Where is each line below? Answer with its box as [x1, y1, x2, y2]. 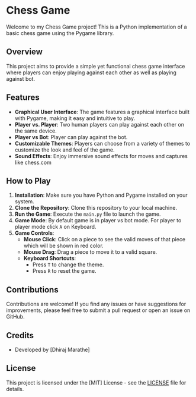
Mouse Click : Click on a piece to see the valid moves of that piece [23, 236, 185, 243]
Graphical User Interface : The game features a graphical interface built [14, 108, 189, 115]
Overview [6, 47, 43, 57]
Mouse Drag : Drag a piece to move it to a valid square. [23, 248, 158, 256]
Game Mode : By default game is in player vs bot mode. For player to [14, 217, 182, 224]
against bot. [6, 75, 36, 82]
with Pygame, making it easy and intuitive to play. [14, 114, 135, 122]
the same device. [14, 127, 57, 134]
